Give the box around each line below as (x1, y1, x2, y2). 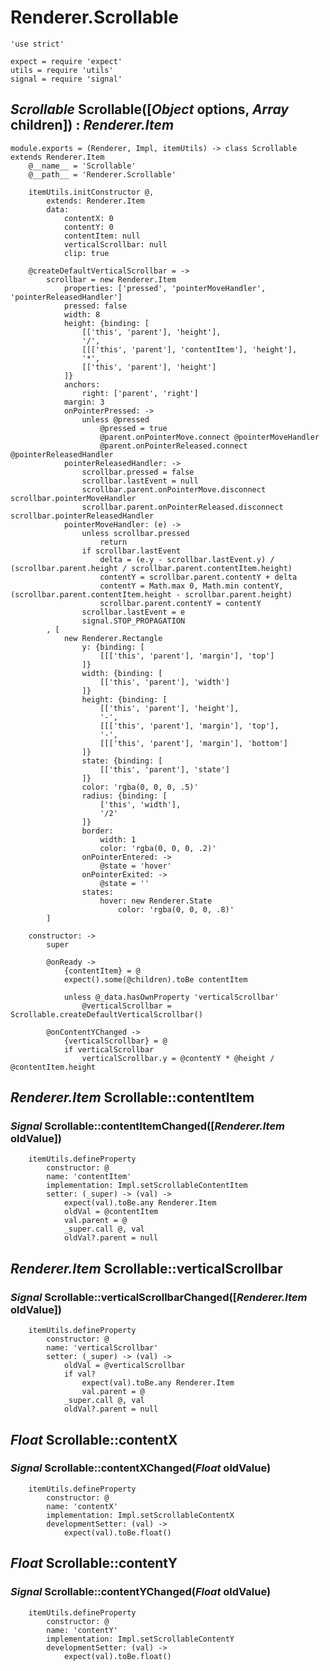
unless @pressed (81, 414, 150, 425)
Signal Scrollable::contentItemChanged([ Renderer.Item (10, 1119, 286, 1133)
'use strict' (10, 39, 65, 49)
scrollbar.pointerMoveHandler (10, 493, 137, 503)
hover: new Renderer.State (99, 896, 213, 906)
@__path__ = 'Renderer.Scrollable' (28, 169, 177, 180)
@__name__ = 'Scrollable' (28, 161, 137, 171)
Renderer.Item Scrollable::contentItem (10, 1089, 255, 1106)
